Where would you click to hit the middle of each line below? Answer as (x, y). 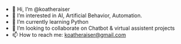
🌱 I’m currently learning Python (50, 22)
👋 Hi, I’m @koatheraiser (41, 9)
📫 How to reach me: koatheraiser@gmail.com (69, 35)
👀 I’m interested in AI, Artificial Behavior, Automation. (77, 15)
